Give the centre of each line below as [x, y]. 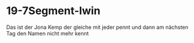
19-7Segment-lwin [53, 11]
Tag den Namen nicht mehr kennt [47, 33]
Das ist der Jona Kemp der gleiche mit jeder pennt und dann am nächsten [97, 27]
